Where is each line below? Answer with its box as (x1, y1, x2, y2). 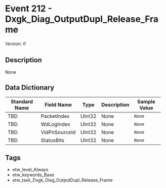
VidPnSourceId (41, 129, 76, 136)
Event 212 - (5, 3, 52, 14)
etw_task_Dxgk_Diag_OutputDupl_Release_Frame (12, 177, 113, 183)
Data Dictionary (5, 84, 54, 92)
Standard (10, 98, 33, 105)
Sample (137, 98, 156, 105)
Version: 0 (5, 41, 26, 47)
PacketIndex (41, 112, 70, 119)
